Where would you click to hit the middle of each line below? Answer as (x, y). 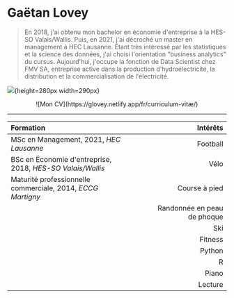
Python (211, 250)
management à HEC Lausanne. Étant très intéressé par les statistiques (125, 47)
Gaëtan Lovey (48, 13)
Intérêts (210, 128)
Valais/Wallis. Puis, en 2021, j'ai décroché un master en (114, 39)
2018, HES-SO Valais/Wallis (58, 168)
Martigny (25, 197)
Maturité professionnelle (50, 179)
